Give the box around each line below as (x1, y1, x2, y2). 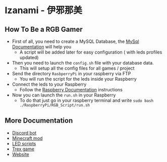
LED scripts (12, 140, 36, 146)
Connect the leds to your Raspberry (12, 81, 87, 87)
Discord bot (12, 130, 37, 136)
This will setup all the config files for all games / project (19, 65, 135, 71)
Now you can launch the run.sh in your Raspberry (12, 92, 116, 98)
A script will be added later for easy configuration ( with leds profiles (19, 49, 162, 55)
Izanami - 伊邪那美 (5, 5, 83, 16)
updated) (19, 55, 39, 61)
